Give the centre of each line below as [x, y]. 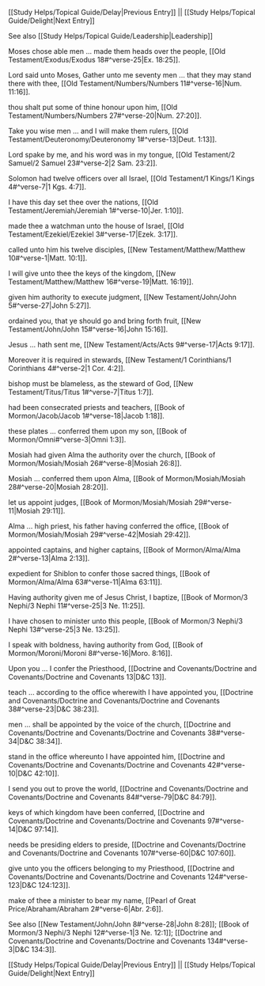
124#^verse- [227, 877]
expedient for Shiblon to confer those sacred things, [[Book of [109, 573]
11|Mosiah [25, 511]
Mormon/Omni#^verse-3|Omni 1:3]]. [67, 440]
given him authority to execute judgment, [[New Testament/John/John [123, 297]
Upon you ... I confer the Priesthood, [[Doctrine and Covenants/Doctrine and [132, 668]
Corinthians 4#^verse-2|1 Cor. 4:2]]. [67, 368]
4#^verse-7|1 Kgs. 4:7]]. [47, 187]
